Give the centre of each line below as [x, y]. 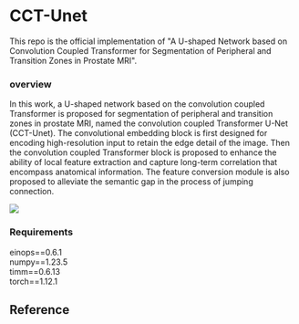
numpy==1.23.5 [39, 262]
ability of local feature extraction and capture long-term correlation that [144, 162]
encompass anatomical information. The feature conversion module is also [149, 172]
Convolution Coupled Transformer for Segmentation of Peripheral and [140, 50]
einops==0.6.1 [36, 252]
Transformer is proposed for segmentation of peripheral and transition [141, 114]
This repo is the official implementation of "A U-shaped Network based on [149, 41]
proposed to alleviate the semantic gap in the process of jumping [131, 182]
